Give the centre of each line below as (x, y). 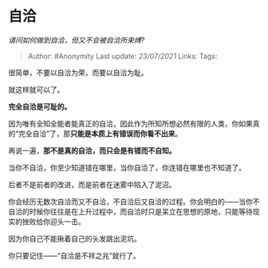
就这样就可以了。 (36, 90)
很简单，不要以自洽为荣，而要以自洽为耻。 (78, 72)
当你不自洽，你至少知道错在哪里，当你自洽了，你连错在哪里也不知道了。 (127, 167)
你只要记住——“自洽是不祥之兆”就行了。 (75, 255)
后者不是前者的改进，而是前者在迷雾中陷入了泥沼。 (92, 184)
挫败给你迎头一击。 (53, 222)
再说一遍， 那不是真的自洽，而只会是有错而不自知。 (92, 150)
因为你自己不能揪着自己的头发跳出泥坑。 (75, 238)
